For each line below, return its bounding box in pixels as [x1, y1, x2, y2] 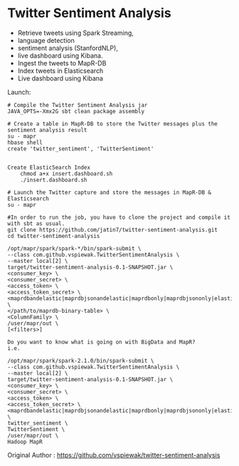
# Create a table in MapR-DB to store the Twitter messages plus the [7, 120, 218, 128]
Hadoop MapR [7, 438, 43, 445]
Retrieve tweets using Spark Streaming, [17, 29, 134, 37]
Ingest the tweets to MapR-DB [17, 58, 107, 67]
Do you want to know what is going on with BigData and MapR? [7, 338, 196, 346]
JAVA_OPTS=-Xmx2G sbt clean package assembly [7, 108, 144, 115]
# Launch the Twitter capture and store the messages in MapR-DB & [7, 189, 212, 196]
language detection [17, 36, 75, 44]
